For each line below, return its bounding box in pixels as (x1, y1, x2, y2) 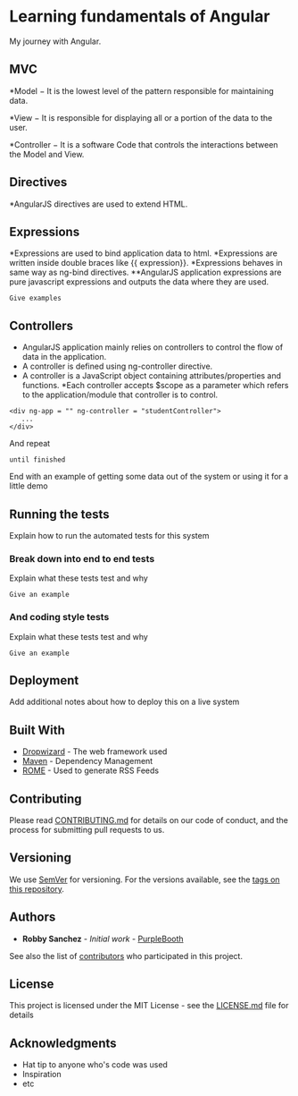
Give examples (9, 293, 62, 303)
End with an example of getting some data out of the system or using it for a (9, 472, 288, 482)
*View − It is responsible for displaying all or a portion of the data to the (9, 112, 273, 123)
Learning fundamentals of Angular (9, 6, 270, 27)
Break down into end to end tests (9, 552, 155, 565)
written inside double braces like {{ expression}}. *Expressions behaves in (9, 258, 283, 268)
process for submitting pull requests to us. (9, 825, 165, 836)
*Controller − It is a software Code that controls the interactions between (9, 139, 278, 149)
